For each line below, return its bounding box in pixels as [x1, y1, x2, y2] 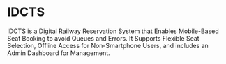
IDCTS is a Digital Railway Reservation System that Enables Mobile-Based [7, 27, 220, 35]
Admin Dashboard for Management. [7, 49, 110, 57]
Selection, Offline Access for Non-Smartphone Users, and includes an [7, 41, 209, 50]
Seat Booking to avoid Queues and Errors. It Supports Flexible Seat [7, 34, 200, 42]
